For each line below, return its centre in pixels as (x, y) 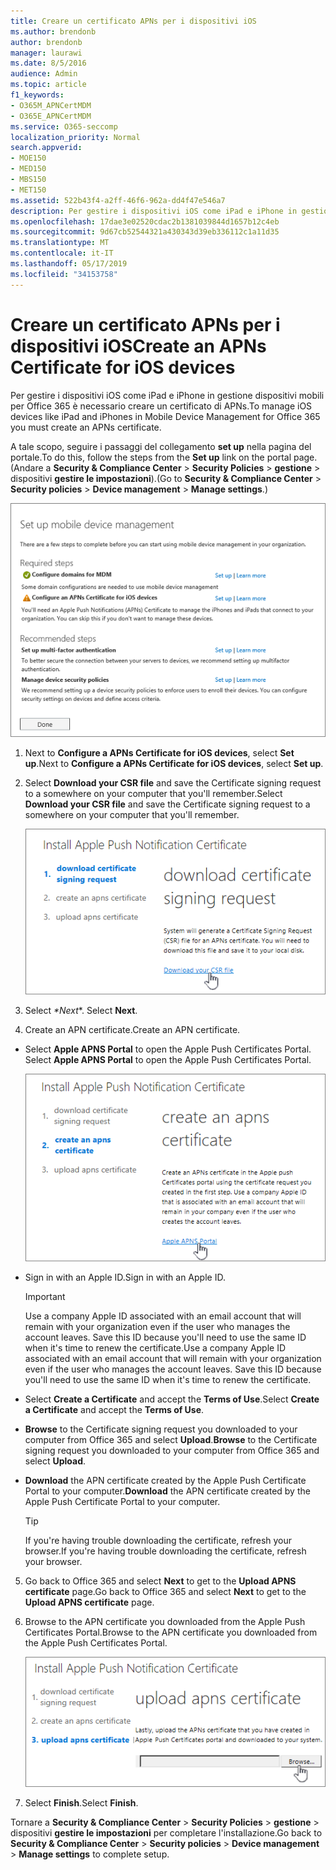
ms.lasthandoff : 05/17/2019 (69, 264)
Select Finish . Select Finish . (81, 1803)
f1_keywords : (37, 95)
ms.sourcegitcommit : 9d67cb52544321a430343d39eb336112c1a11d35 (145, 232)
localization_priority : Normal (75, 137)
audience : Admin (44, 74)
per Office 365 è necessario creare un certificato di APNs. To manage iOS (161, 406)
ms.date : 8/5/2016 (48, 63)
